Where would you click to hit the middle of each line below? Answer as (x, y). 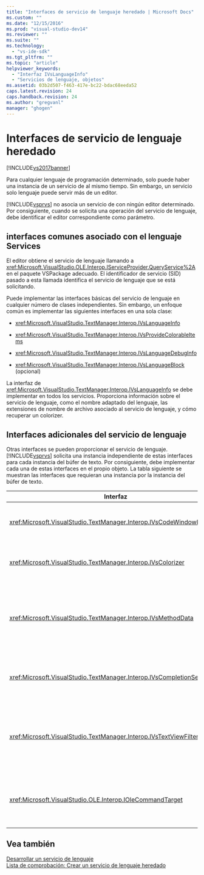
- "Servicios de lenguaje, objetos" (58, 80)
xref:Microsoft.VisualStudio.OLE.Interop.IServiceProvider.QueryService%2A (101, 267)
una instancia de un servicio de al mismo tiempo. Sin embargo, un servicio (99, 186)
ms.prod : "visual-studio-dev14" (47, 29)
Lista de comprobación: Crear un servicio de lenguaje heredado (86, 865)
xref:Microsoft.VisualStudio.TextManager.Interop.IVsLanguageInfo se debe (100, 389)
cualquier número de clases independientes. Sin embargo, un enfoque (94, 305)
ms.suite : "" (23, 40)
